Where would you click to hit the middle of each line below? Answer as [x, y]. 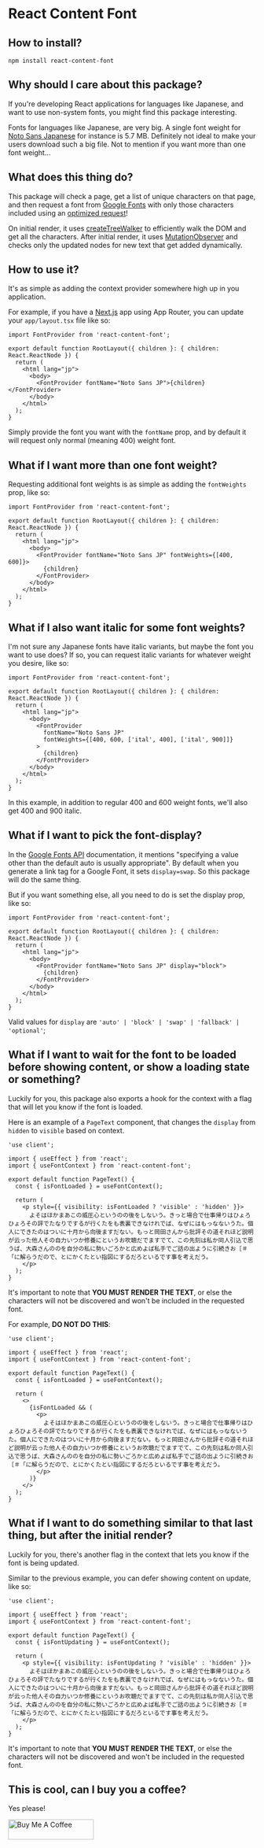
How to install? [45, 43]
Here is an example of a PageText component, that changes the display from [132, 1122]
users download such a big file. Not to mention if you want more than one [127, 144]
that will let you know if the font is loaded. [75, 1107]
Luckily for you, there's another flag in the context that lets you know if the [129, 1554]
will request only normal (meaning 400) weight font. [92, 441]
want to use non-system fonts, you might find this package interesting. [123, 112]
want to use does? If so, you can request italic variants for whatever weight [130, 655]
